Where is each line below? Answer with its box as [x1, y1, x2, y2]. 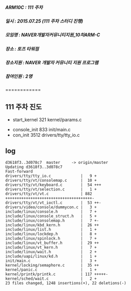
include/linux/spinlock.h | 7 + [5, 236, 97, 241]
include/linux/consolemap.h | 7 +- [5, 218, 99, 224]
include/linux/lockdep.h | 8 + [5, 232, 97, 237]
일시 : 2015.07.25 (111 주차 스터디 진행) [5, 18, 83, 24]
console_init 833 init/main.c [12, 126, 71, 132]
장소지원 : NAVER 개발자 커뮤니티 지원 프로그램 [5, 60, 98, 66]
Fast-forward [5, 169, 33, 174]
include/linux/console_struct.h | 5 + [5, 214, 97, 219]
